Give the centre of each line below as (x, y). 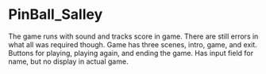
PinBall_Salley (56, 15)
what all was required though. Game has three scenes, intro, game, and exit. (133, 44)
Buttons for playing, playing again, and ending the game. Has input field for (131, 53)
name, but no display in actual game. (68, 61)
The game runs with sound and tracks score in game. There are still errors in (133, 36)
